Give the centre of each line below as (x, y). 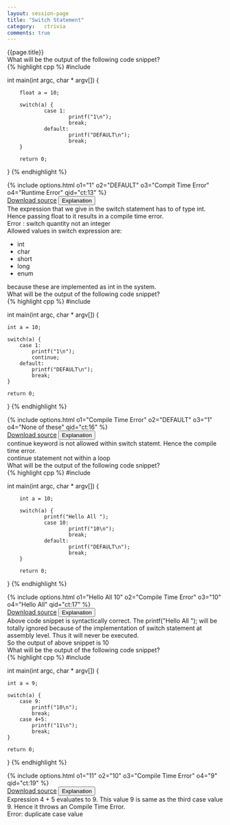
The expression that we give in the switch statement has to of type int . (106, 209)
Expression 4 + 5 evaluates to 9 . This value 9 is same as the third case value (115, 800)
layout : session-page (38, 13)
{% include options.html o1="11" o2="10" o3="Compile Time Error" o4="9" (112, 776)
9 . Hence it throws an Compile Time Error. (66, 807)
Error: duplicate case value (45, 814)
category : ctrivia (37, 26)
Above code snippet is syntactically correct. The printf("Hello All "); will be (112, 621)
